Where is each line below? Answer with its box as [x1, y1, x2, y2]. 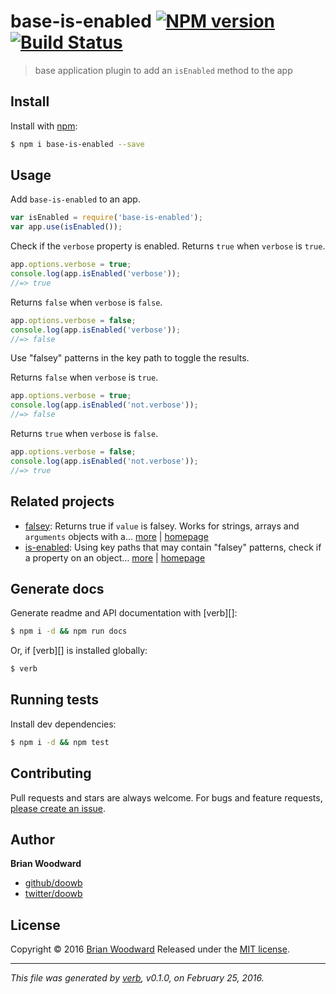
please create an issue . [10, 802, 107, 814]
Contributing [10, 765, 92, 782]
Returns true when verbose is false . [10, 428, 159, 440]
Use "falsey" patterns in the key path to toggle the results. [10, 352, 250, 364]
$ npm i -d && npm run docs [10, 626, 128, 637]
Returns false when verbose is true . [10, 371, 159, 384]
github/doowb [24, 877, 83, 889]
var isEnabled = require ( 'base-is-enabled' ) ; [10, 213, 203, 223]
